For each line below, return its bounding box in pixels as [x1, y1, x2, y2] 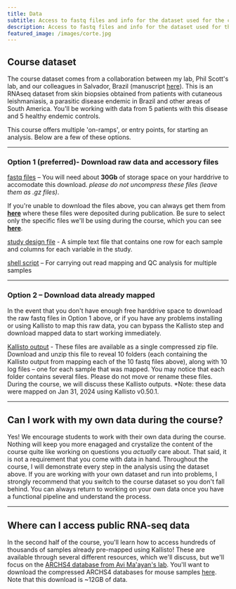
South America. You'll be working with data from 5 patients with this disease [7, 105, 228, 113]
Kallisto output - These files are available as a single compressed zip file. [7, 342, 218, 351]
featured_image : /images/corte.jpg [7, 30, 112, 37]
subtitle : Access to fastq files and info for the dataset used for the [7, 17, 225, 24]
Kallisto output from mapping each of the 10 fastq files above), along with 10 [7, 357, 228, 365]
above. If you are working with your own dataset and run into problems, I [7, 470, 218, 479]
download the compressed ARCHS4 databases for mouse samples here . [7, 568, 217, 576]
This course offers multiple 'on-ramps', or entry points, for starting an [7, 126, 209, 134]
